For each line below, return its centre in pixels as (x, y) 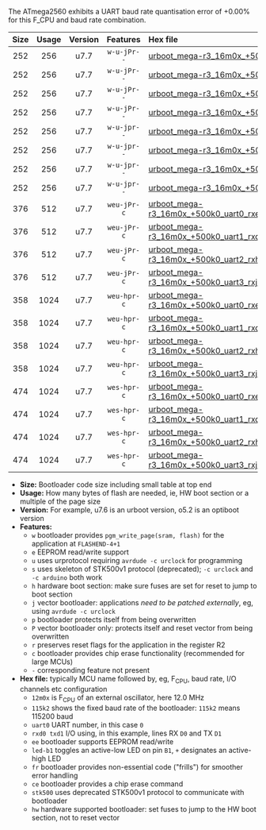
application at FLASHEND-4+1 (76, 544)
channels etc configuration (63, 689)
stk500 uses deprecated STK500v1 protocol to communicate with (138, 792)
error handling (55, 775)
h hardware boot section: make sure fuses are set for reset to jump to (144, 586)
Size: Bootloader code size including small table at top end (116, 484)
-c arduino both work (67, 577)
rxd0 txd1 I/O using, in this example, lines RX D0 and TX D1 (126, 733)
